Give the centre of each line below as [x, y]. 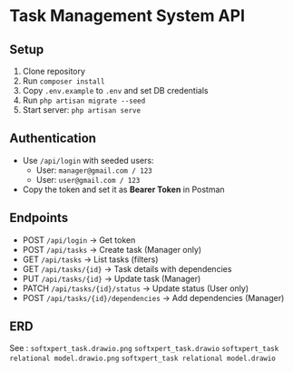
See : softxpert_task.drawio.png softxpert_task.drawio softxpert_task [144, 348]
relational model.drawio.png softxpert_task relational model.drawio [143, 359]
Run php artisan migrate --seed [84, 100]
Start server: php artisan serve [82, 110]
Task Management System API [127, 16]
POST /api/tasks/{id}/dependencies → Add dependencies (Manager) [153, 297]
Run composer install [63, 81]
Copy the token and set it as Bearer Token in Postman [123, 189]
